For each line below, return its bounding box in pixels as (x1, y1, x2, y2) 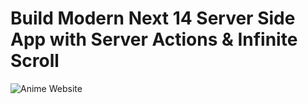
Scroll (10, 50, 60, 72)
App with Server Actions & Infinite (10, 28, 298, 51)
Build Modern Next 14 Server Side (10, 7, 296, 30)
